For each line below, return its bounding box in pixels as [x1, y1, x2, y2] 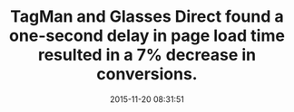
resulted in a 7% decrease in [37, 45, 257, 65]
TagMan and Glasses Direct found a [10, 6, 284, 27]
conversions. [96, 64, 198, 85]
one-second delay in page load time [9, 25, 285, 46]
